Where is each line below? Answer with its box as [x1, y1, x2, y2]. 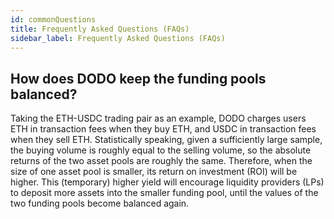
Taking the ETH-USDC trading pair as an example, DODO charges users [10, 112, 307, 125]
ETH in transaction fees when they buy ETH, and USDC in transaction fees [10, 123, 317, 135]
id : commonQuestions [10, 14, 97, 25]
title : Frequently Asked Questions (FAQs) [10, 24, 190, 34]
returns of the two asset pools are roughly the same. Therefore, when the [10, 155, 313, 167]
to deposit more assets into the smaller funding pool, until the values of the [10, 187, 319, 199]
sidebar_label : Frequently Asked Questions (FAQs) [10, 33, 226, 43]
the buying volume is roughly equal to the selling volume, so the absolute [10, 144, 312, 156]
